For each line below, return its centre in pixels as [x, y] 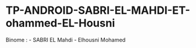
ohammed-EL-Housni [60, 23]
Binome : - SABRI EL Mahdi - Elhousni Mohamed [66, 40]
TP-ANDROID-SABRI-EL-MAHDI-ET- [98, 10]
